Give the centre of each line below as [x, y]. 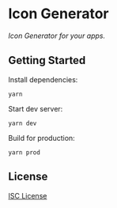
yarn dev [23, 123]
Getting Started [47, 61]
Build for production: [42, 138]
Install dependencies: [43, 79]
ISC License [28, 195]
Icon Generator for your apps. [57, 36]
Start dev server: [36, 108]
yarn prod [25, 152]
